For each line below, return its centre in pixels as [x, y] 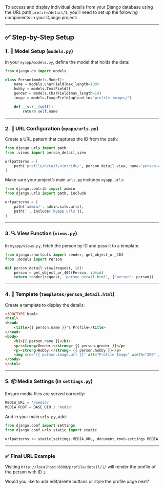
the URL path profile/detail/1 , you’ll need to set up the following [72, 12]
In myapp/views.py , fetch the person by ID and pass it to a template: [72, 245]
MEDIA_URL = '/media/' [28, 403]
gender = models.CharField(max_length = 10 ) [58, 93]
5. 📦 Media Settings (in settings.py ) [49, 381]
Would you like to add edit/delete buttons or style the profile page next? [77, 482]
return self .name [40, 111]
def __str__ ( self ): [34, 107]
